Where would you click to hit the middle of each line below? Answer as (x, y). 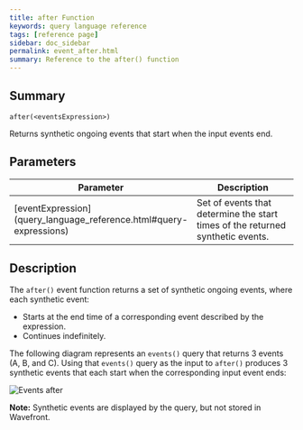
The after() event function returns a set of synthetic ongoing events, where (151, 290)
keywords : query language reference (78, 26)
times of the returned (242, 224)
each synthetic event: (50, 299)
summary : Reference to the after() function (94, 59)
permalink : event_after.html (64, 51)
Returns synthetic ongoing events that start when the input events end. (141, 133)
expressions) (41, 231)
